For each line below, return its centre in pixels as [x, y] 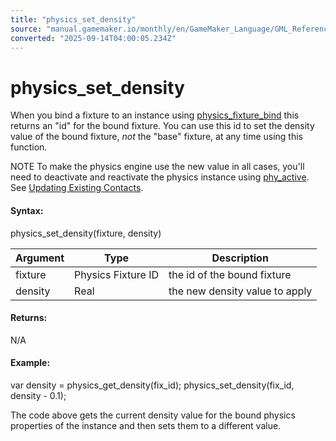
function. [29, 147]
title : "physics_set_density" [73, 19]
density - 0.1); [38, 395]
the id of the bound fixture [230, 274]
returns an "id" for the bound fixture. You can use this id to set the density [162, 126]
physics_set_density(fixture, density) [86, 233]
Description [240, 258]
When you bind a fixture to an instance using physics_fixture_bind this [155, 115]
